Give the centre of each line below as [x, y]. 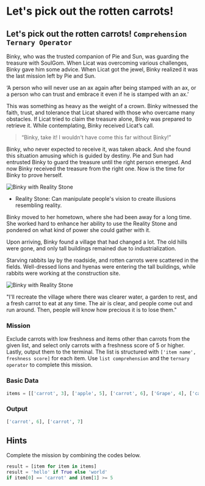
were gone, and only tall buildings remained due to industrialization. [92, 248]
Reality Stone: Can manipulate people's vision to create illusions [95, 199]
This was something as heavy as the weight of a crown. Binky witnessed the [102, 106]
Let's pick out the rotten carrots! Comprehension [97, 34]
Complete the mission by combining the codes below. [74, 455]
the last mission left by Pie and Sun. [51, 76]
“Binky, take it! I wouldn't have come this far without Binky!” [96, 137]
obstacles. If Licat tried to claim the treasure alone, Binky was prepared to [99, 119]
